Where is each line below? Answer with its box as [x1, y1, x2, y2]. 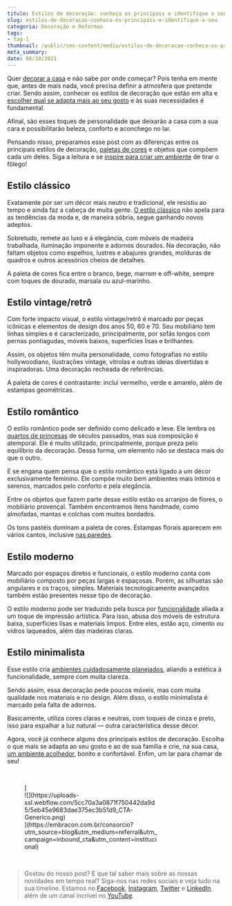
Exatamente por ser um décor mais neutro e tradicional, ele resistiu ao [7, 198, 207, 206]
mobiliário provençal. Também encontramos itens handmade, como [7, 502, 199, 511]
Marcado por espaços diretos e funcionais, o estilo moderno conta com [7, 569, 211, 577]
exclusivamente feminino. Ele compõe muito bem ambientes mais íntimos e [7, 475, 221, 483]
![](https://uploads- [24, 790, 79, 799]
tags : [7, 29, 23, 37]
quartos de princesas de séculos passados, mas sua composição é [7, 432, 199, 440]
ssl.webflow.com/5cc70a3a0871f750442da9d [24, 798, 155, 806]
